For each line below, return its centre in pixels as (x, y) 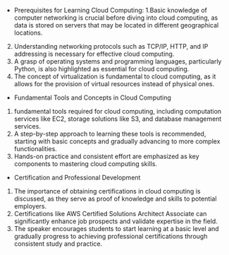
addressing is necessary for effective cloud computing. (94, 54)
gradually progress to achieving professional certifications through (111, 236)
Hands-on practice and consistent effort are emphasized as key (106, 156)
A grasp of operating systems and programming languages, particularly (118, 61)
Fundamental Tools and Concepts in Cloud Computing (92, 97)
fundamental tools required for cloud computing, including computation (118, 111)
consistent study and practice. (58, 244)
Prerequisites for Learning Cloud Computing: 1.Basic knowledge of (111, 10)
